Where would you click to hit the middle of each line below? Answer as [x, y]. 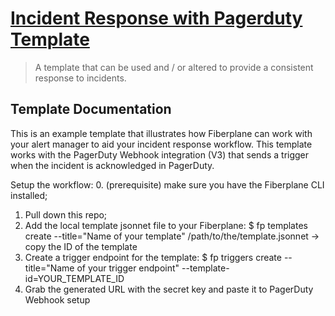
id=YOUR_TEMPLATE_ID [74, 278]
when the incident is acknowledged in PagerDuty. [112, 165]
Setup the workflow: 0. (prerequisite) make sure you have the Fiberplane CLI [167, 184]
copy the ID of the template [81, 246]
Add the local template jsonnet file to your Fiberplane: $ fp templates [166, 225]
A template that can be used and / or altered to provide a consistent [174, 67]
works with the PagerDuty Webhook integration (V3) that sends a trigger [160, 154]
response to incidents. [80, 78]
